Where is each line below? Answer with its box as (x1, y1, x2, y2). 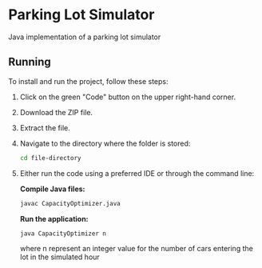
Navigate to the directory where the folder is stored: (19, 138, 191, 148)
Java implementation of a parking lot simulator (8, 32, 161, 42)
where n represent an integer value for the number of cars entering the (19, 244, 253, 254)
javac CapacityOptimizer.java (19, 199, 121, 207)
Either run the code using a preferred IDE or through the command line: (19, 168, 255, 178)
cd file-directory (19, 154, 81, 162)
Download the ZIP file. (19, 107, 93, 117)
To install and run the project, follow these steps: (8, 76, 169, 86)
